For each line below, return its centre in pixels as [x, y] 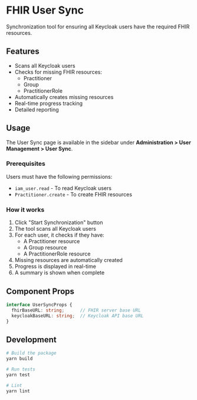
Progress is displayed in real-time [55, 267]
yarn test [18, 375]
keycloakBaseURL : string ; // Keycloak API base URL [78, 316]
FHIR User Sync [45, 10]
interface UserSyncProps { [39, 304]
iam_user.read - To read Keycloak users [63, 188]
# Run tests [21, 369]
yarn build [19, 359]
